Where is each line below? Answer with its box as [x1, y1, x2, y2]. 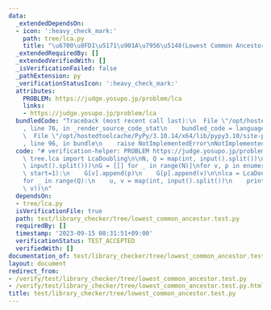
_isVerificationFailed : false [15, 65, 117, 73]
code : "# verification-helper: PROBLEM [15, 147, 150, 155]
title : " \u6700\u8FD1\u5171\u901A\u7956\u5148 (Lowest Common [23, 42, 232, 50]
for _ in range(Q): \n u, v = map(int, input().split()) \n [23, 177, 232, 186]
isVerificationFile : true [15, 207, 103, 215]
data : [8, 11, 27, 20]
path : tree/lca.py [23, 34, 85, 43]
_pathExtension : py [15, 72, 81, 80]
